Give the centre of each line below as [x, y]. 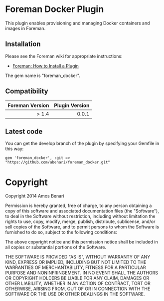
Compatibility [27, 91]
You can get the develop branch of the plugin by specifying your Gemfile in [82, 143]
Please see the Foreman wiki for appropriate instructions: [64, 56]
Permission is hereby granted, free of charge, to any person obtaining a [79, 205]
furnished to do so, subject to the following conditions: [61, 232]
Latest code [24, 131]
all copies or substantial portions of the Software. [56, 247]
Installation [23, 44]
